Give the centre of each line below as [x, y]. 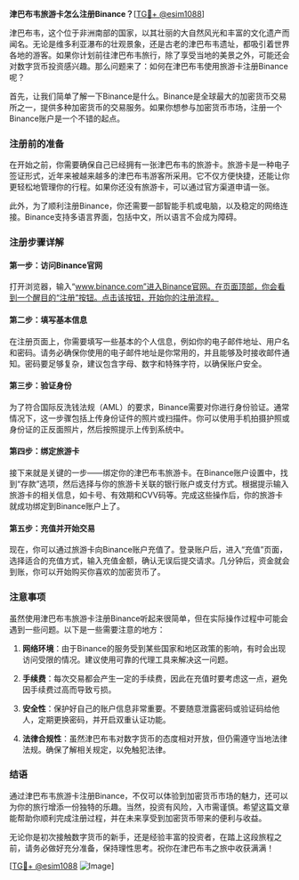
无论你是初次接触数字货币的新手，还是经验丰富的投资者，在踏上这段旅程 [141, 836]
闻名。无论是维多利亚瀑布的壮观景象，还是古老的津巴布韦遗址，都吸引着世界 [149, 44]
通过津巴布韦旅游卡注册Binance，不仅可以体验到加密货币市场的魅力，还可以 [149, 795]
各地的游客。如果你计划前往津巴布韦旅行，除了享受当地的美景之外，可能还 [145, 55]
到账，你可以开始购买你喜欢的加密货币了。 [87, 572]
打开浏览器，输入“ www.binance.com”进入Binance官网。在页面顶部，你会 [143, 287]
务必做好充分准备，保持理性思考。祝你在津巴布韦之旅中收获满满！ [153, 848]
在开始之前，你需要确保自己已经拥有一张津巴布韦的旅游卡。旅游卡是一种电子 [149, 165]
